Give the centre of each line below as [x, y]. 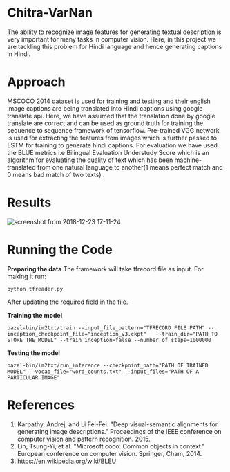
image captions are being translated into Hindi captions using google [105, 108]
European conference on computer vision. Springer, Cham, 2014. [109, 453]
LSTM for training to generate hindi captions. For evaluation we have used [112, 145]
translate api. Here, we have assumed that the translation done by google [111, 116]
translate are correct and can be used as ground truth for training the [105, 123]
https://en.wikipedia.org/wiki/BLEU [67, 461]
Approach [36, 82]
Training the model [35, 315]
